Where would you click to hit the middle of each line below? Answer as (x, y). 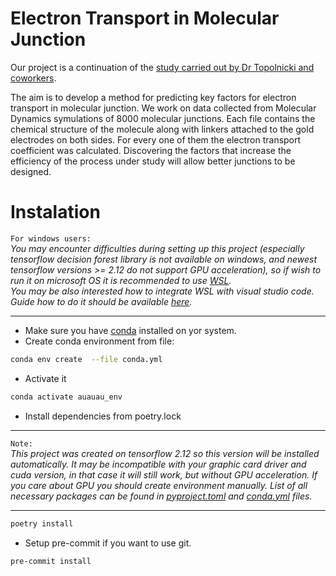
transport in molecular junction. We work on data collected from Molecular (163, 108)
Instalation (55, 212)
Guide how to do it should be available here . (101, 301)
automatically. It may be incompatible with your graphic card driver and (158, 464)
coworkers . (33, 78)
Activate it (45, 378)
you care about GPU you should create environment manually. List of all (159, 485)
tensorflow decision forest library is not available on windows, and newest (164, 259)
